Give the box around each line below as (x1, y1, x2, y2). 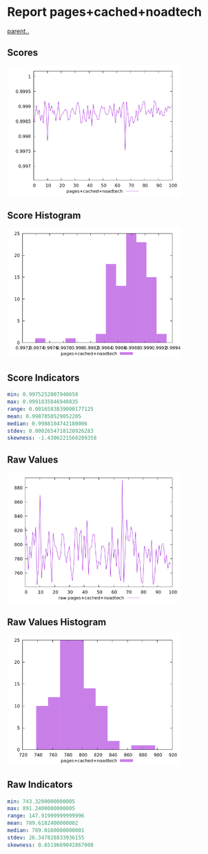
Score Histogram (7, 210, 81, 221)
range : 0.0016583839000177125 (7, 405, 94, 412)
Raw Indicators (7, 779, 74, 791)
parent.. (7, 27, 30, 35)
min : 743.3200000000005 (7, 797, 76, 805)
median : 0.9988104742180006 (7, 420, 88, 427)
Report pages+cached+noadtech (7, 4, 202, 20)
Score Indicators (7, 372, 80, 383)
